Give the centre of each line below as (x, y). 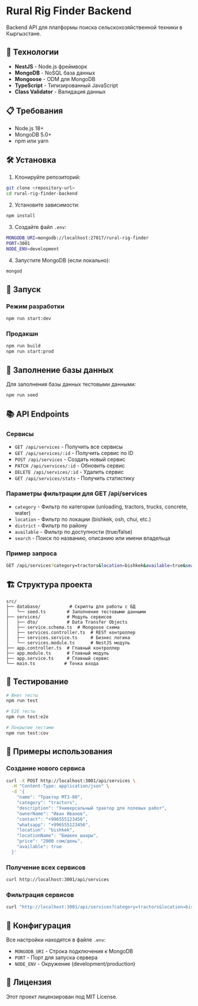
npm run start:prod (30, 352)
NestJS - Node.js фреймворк (51, 66)
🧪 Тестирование (37, 682)
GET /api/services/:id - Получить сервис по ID (74, 453)
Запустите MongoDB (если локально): (62, 260)
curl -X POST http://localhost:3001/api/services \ (71, 781)
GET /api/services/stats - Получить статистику (75, 478)
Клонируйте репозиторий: (47, 177)
